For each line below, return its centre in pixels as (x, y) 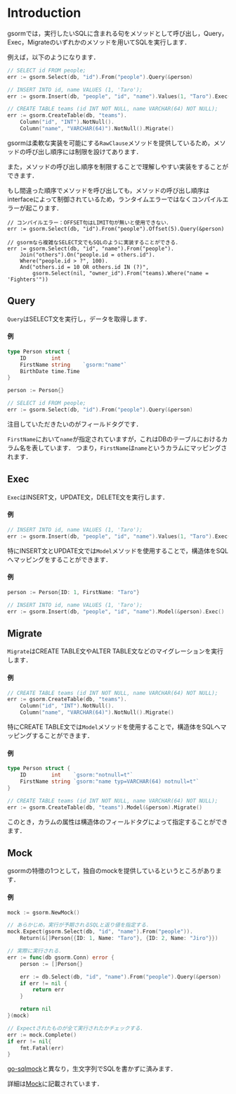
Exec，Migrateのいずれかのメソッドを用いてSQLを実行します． (99, 42)
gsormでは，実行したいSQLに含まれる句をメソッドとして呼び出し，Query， (118, 33)
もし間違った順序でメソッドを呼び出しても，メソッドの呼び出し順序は (109, 190)
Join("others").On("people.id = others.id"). (88, 255)
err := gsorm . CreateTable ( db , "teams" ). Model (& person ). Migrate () (105, 807)
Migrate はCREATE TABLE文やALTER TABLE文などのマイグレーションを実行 (115, 651)
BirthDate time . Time (50, 371)
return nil (36, 1009)
